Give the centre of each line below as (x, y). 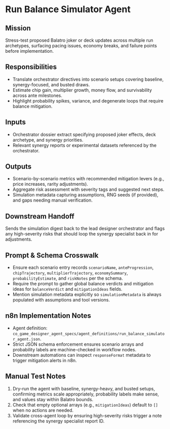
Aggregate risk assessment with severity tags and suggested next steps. (88, 189)
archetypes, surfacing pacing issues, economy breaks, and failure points (81, 46)
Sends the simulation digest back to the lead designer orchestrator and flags (85, 228)
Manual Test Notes (35, 376)
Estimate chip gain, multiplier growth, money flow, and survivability (82, 90)
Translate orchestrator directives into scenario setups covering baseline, (88, 79)
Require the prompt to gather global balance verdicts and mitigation (83, 284)
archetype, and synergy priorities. (48, 140)
